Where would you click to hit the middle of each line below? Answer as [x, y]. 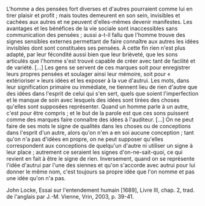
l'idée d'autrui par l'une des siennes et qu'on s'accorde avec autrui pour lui [101, 165]
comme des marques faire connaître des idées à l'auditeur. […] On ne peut [100, 120]
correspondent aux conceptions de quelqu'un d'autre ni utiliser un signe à [100, 146]
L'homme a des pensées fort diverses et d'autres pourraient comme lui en [99, 9]
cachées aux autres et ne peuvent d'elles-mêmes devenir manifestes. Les [99, 22]
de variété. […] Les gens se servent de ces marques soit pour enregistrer [99, 67]
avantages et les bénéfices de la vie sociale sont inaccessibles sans [92, 28]
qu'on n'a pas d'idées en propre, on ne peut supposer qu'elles [85, 139]
